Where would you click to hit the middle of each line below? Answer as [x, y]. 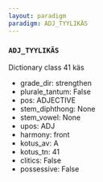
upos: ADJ [37, 125]
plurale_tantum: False [55, 91]
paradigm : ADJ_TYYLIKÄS [48, 23]
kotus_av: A [39, 143]
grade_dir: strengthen [56, 83]
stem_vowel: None [50, 117]
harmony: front [45, 134]
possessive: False [49, 169]
